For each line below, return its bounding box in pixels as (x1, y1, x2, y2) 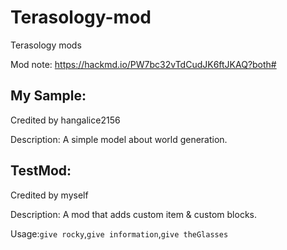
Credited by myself (10, 189, 89, 201)
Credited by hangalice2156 (10, 114, 121, 126)
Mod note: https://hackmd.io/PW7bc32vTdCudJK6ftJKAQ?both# (10, 58, 277, 70)
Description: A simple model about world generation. (10, 133, 228, 145)
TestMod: (10, 162, 72, 180)
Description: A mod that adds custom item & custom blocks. (10, 208, 257, 220)
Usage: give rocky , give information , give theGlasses (10, 227, 229, 240)
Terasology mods (10, 39, 82, 51)
